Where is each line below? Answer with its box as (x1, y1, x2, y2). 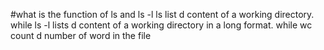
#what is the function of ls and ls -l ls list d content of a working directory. (10, 9, 315, 20)
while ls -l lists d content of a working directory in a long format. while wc (10, 19, 313, 31)
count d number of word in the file (10, 30, 152, 41)
